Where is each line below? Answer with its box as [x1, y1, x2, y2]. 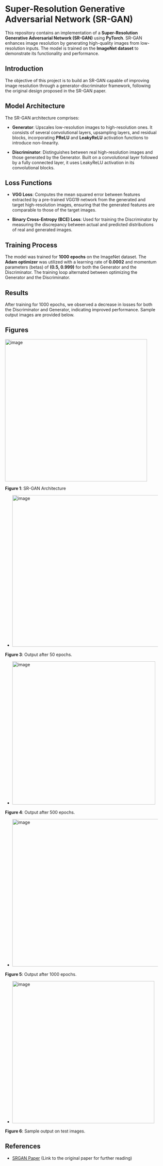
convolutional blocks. [12, 164, 55, 171]
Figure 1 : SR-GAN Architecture [5, 485, 66, 491]
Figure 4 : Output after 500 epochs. [5, 809, 75, 815]
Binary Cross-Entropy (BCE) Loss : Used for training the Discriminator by [12, 216, 158, 222]
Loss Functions [5, 178, 52, 187]
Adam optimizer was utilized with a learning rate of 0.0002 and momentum [5, 259, 157, 265]
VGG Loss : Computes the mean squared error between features [12, 192, 141, 197]
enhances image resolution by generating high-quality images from [5, 40, 140, 46]
